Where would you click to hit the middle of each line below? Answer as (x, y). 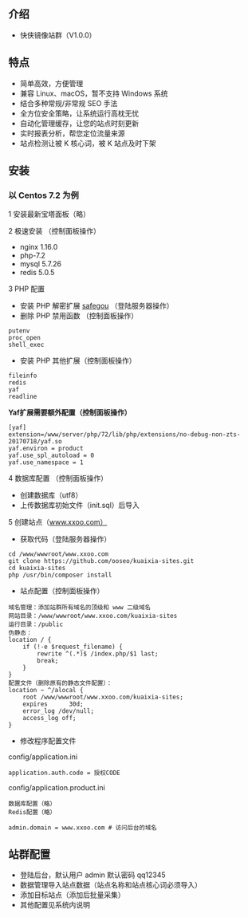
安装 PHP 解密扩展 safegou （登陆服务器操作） (96, 306)
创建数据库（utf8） (51, 495)
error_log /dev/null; (58, 711)
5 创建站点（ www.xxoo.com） (58, 522)
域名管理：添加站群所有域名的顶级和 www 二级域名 (80, 608)
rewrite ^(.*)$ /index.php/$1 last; (98, 654)
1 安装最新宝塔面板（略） (49, 214)
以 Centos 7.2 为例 (43, 195)
